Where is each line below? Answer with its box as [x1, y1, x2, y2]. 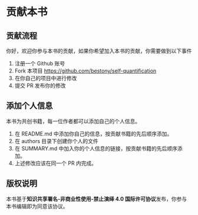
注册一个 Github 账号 [14, 60, 65, 67]
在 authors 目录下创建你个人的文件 [14, 137, 98, 144]
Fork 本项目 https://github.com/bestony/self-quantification [14, 67, 157, 74]
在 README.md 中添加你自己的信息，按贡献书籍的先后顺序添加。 [14, 130, 173, 137]
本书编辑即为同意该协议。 [6, 203, 68, 210]
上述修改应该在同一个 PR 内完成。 [14, 160, 97, 167]
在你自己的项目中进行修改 [14, 75, 77, 81]
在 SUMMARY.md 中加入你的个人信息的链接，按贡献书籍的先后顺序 [14, 145, 178, 152]
